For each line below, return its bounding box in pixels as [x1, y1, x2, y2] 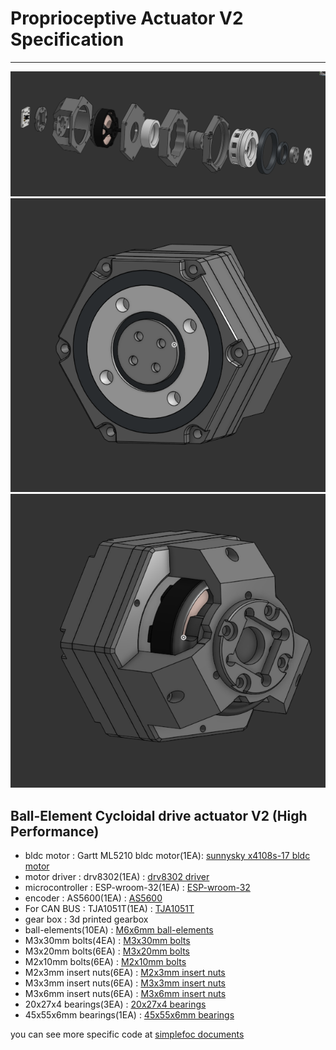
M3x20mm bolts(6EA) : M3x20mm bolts [24, 945, 191, 957]
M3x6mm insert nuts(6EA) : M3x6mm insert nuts [24, 988, 227, 1000]
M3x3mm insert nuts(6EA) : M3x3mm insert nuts [24, 977, 226, 989]
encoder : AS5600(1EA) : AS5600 [24, 892, 163, 904]
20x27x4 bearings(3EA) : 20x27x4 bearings [24, 998, 207, 1011]
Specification [10, 28, 125, 51]
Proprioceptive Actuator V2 [10, 7, 244, 30]
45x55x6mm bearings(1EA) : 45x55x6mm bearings [24, 1009, 235, 1021]
